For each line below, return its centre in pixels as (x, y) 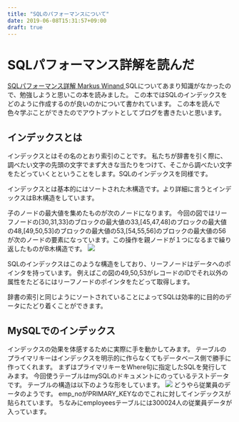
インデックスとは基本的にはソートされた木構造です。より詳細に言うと (110, 189)
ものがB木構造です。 (56, 249)
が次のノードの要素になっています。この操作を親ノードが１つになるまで (113, 240)
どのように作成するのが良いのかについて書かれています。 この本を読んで (114, 104)
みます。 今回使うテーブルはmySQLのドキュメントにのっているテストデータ (118, 376)
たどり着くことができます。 (66, 306)
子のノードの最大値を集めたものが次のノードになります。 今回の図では (111, 213)
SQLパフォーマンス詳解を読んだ (101, 65)
